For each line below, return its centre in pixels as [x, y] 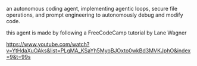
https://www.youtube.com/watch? [48, 44]
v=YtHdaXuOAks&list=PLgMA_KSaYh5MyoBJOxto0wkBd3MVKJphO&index [98, 51]
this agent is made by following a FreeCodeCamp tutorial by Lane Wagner [96, 33]
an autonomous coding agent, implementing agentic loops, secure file [92, 9]
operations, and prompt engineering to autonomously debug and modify [95, 15]
